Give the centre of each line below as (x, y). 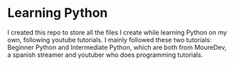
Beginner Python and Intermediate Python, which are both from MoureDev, (117, 47)
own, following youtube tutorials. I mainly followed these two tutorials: (110, 39)
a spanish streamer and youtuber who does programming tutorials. (105, 55)
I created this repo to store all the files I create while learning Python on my (117, 32)
